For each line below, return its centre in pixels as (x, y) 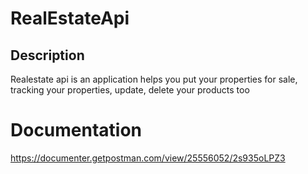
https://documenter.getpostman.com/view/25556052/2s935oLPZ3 (148, 158)
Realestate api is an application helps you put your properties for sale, (154, 79)
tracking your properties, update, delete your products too (130, 90)
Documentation (76, 130)
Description (47, 55)
